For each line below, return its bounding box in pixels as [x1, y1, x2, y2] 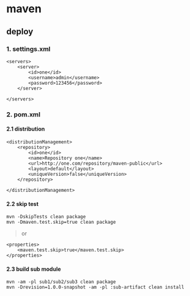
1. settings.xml [6, 45, 51, 53]
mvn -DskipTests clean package [6, 214, 86, 220]
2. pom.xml [6, 110, 41, 118]
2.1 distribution [6, 125, 45, 133]
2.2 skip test [6, 200, 38, 207]
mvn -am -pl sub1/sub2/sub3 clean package [6, 279, 116, 285]
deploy [6, 26, 34, 37]
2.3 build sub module [6, 265, 61, 273]
